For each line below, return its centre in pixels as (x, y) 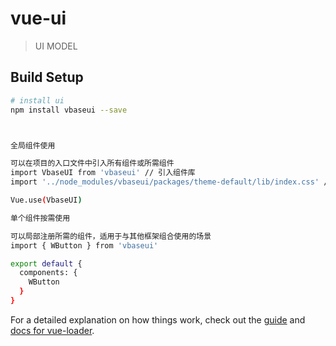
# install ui (37, 100)
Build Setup (47, 77)
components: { (48, 273)
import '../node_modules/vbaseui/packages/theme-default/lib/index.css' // (171, 182)
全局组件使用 (33, 145)
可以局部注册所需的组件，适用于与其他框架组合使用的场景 (111, 236)
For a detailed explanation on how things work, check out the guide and (158, 319)
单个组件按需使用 (40, 218)
